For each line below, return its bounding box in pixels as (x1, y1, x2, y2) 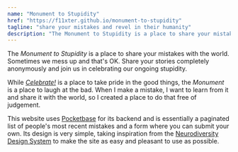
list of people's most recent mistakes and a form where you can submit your (7, 122, 229, 131)
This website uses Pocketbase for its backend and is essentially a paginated (7, 115, 230, 123)
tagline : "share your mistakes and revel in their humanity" (7, 23, 192, 30)
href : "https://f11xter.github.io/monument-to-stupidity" (7, 17, 182, 24)
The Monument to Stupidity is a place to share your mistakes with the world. (7, 49, 229, 58)
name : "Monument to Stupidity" (7, 10, 100, 18)
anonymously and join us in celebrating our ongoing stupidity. (7, 64, 188, 73)
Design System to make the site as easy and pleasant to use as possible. (7, 137, 220, 146)
